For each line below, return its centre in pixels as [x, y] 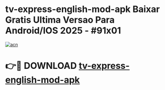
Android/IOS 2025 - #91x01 [63, 31]
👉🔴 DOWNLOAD [41, 66]
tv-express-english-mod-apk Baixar [82, 9]
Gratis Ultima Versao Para [60, 20]
